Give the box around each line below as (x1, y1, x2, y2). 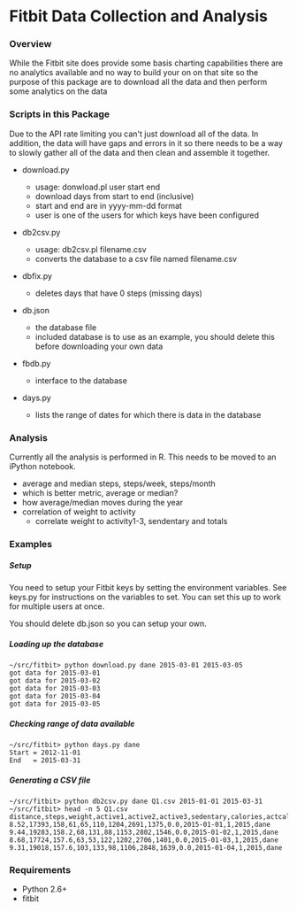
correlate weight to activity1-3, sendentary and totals (34, 516, 228, 527)
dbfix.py (21, 270, 53, 281)
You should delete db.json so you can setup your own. (9, 618, 208, 629)
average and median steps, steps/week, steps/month (21, 478, 217, 489)
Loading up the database (9, 638, 104, 649)
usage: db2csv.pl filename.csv (34, 243, 148, 254)
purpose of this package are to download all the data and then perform (9, 77, 268, 88)
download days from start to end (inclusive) (34, 190, 194, 201)
